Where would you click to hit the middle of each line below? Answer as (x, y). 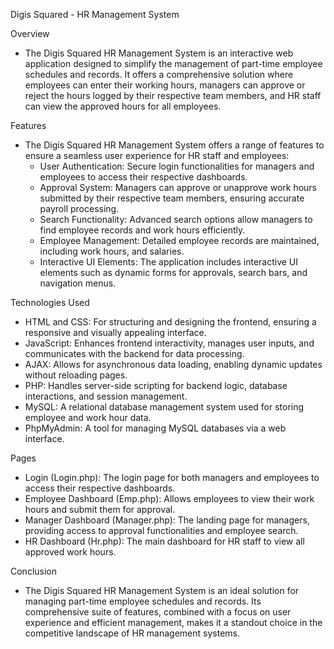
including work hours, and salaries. (112, 251)
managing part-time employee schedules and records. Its (143, 601)
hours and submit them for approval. (100, 509)
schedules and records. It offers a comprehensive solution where (159, 74)
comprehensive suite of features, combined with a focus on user (158, 612)
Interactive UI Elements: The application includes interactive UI (169, 262)
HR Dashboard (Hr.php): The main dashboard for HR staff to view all (164, 541)
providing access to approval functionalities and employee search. (161, 530)
